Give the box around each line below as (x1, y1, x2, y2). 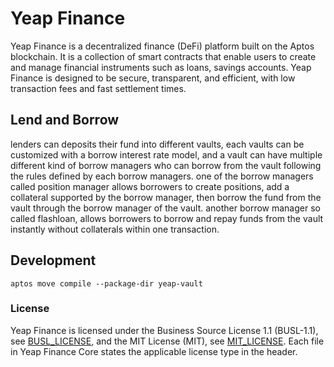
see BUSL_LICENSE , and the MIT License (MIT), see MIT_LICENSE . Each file (10, 335, 325, 347)
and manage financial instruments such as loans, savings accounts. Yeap (10, 61, 312, 73)
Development (10, 252, 97, 269)
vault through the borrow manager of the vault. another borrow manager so (10, 202, 321, 214)
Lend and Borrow (10, 112, 120, 129)
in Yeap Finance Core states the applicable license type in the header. (10, 345, 298, 357)
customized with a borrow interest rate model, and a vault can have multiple (10, 148, 323, 161)
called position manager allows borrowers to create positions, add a (10, 180, 290, 192)
